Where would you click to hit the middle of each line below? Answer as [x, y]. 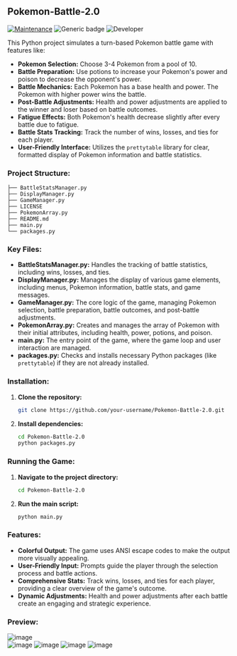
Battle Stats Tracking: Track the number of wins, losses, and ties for [118, 132]
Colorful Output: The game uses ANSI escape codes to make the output [124, 550]
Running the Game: [41, 462]
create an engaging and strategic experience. [84, 603]
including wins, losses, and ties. [64, 273]
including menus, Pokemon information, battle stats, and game [109, 287]
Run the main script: [48, 504]
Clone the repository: [50, 397]
